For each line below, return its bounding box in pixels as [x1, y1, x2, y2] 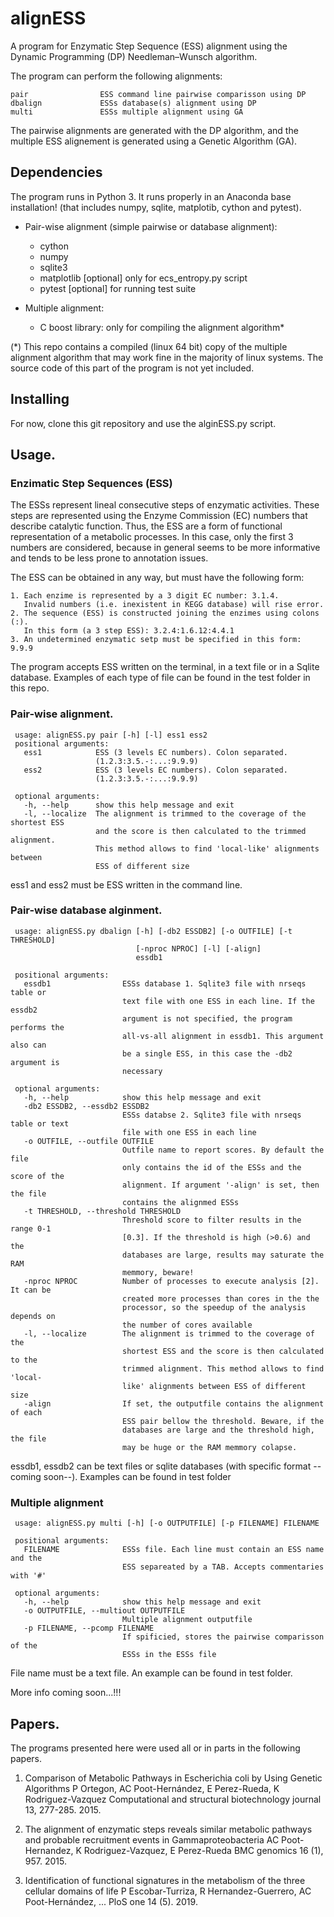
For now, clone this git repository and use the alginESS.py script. [10, 417, 277, 429]
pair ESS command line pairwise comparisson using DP [10, 89, 307, 99]
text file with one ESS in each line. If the [121, 996, 315, 1006]
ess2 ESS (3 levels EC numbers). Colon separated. [23, 765, 288, 775]
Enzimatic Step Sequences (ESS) [10, 476, 173, 490]
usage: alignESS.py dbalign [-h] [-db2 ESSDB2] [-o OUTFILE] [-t [14, 926, 293, 936]
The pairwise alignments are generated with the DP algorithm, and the [10, 124, 299, 136]
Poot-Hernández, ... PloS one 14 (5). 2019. [24, 1895, 198, 1907]
